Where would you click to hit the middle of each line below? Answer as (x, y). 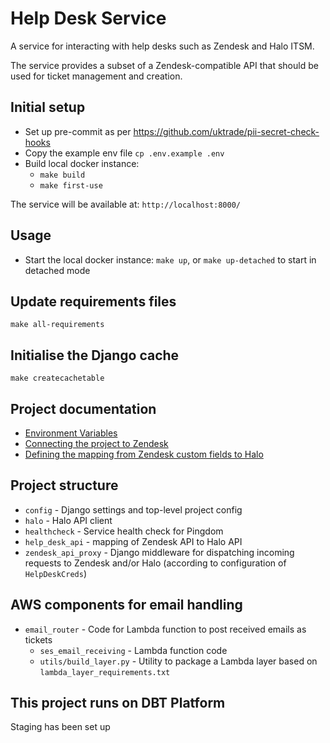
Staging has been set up (60, 727)
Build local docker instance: (82, 163)
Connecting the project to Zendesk (96, 443)
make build (62, 175)
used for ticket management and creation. (96, 76)
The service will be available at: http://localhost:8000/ (125, 204)
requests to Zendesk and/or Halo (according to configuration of (155, 563)
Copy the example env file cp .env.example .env (124, 153)
